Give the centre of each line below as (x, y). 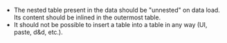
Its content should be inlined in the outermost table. (87, 17)
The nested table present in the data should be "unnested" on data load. (117, 10)
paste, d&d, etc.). (38, 32)
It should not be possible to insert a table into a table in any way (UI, (110, 25)
